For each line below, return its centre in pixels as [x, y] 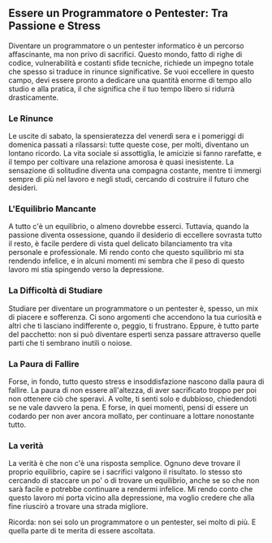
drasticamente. [34, 97]
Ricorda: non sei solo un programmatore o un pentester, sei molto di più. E [132, 522]
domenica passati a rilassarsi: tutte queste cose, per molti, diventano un [129, 144]
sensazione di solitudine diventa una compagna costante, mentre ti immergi [135, 170]
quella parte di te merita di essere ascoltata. [82, 531]
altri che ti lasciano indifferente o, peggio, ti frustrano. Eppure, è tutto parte [134, 325]
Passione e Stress [55, 26]
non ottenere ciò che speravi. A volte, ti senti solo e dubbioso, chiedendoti [133, 399]
